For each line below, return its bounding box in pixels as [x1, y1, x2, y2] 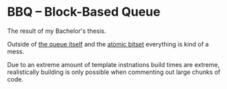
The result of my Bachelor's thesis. [7, 27, 107, 35]
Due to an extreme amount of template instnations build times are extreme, [7, 60, 220, 68]
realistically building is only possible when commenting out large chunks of [7, 68, 221, 76]
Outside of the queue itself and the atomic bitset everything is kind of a [7, 40, 209, 48]
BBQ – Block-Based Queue [7, 4, 161, 20]
